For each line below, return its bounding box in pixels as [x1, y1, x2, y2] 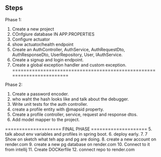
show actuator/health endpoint [12, 41, 74, 47]
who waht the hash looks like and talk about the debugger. [12, 96, 129, 102]
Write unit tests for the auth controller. [12, 101, 88, 107]
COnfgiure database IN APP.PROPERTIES [12, 31, 95, 37]
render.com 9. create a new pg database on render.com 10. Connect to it [5, 141, 150, 147]
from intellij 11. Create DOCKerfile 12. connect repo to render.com [5, 146, 135, 152]
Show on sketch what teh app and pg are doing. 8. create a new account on [5, 136, 157, 142]
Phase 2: [5, 82, 23, 87]
